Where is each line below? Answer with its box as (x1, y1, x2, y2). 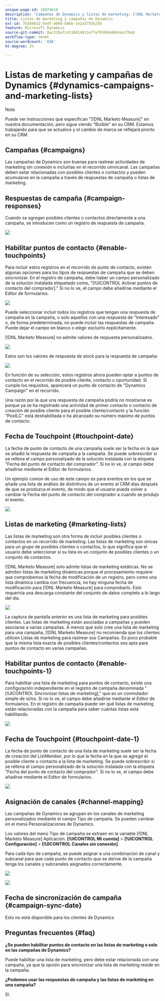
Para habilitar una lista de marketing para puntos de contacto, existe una (5, 680, 152, 686)
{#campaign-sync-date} (5, 901, 82, 910)
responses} (5, 202, 42, 210)
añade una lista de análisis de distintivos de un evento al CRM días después (5, 481, 158, 487)
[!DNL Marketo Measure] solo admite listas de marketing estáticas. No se (5, 564, 153, 570)
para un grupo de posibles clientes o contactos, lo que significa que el (5, 544, 147, 549)
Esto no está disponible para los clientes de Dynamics (5, 914, 114, 920)
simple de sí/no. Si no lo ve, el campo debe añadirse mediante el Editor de (5, 696, 155, 701)
